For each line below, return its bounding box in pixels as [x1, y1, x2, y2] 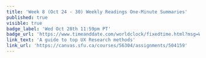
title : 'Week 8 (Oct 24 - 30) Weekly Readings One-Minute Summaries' [6, 8, 188, 15]
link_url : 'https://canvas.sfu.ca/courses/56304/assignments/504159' [6, 43, 188, 49]
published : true [6, 14, 48, 21]
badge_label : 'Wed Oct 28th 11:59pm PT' [6, 25, 112, 32]
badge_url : [6, 31, 34, 37]
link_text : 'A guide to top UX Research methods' [6, 37, 136, 43]
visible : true [6, 20, 43, 26]
